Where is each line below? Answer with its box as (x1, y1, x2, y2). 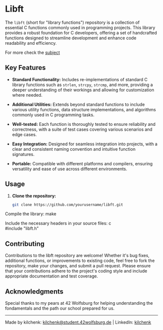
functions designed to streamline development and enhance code (5, 35, 137, 41)
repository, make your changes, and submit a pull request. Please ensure (5, 263, 151, 269)
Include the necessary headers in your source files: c (5, 220, 112, 226)
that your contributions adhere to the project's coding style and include (5, 268, 147, 274)
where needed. (12, 92, 43, 98)
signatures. (12, 151, 35, 157)
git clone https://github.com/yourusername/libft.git (12, 202, 123, 207)
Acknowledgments (5, 287, 64, 295)
